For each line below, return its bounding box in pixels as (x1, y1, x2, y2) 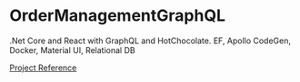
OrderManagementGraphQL (9, 5, 225, 26)
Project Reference (9, 62, 77, 73)
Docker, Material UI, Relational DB (9, 44, 135, 55)
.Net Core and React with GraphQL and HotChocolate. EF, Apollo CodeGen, (9, 35, 292, 46)
